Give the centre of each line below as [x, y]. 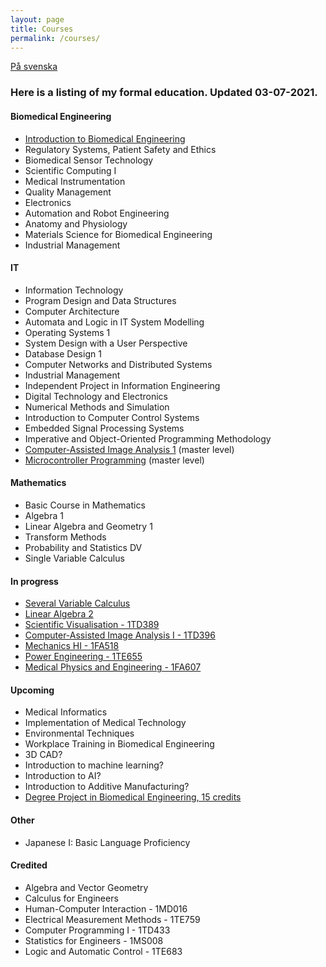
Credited [29, 865]
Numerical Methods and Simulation [97, 407]
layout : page [37, 19]
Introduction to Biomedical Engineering [105, 138]
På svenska [34, 67]
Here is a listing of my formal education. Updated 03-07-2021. [164, 93]
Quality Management [68, 192]
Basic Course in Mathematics [85, 505]
